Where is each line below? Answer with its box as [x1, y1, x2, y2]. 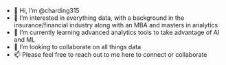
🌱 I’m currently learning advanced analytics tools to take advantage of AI [13, 28, 220, 36]
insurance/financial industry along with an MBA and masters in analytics [13, 21, 218, 29]
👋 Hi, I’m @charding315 [13, 7, 80, 14]
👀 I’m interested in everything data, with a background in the [13, 14, 185, 22]
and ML [13, 36, 36, 44]
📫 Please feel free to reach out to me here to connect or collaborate [13, 51, 207, 58]
